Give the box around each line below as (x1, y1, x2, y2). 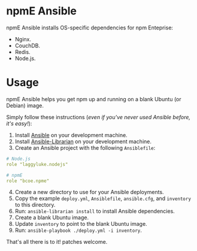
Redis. (14, 48, 31, 55)
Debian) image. (6, 102, 44, 109)
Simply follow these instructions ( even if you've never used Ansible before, (6, 113, 190, 120)
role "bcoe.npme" (6, 178, 50, 184)
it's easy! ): (6, 120, 32, 127)
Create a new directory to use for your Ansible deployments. (14, 189, 164, 196)
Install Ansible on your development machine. (14, 131, 128, 138)
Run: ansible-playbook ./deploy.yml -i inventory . (14, 226, 143, 234)
